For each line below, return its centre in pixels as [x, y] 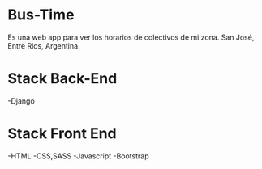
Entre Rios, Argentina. [44, 45]
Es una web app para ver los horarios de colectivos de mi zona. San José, [131, 37]
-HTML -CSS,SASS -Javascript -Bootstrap [78, 156]
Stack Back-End [62, 79]
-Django [21, 101]
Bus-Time [41, 15]
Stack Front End [62, 134]
